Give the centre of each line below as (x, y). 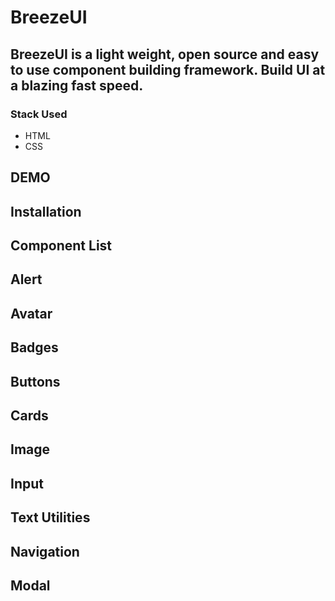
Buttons (35, 381)
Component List (61, 246)
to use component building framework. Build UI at (168, 69)
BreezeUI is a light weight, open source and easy (165, 54)
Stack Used (39, 114)
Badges (34, 347)
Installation (46, 211)
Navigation (45, 551)
